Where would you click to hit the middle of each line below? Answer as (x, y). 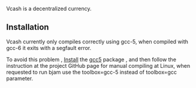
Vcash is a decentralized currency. (49, 9)
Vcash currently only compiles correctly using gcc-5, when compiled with (97, 42)
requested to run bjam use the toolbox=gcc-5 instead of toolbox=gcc (91, 72)
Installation (28, 27)
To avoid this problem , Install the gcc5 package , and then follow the (91, 59)
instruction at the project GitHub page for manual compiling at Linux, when (98, 65)
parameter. (20, 78)
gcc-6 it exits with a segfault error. (49, 48)
